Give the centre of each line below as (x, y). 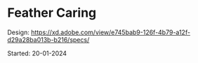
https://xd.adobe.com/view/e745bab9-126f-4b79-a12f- (111, 32)
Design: (18, 32)
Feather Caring (52, 13)
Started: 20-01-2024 (37, 53)
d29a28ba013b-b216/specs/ (48, 39)
